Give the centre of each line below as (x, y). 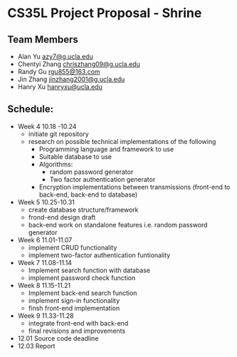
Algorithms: (56, 164)
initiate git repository (58, 134)
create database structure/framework (83, 209)
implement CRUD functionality (73, 247)
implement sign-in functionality (74, 300)
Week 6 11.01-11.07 (45, 239)
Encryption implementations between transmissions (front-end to (135, 187)
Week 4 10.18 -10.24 (47, 126)
